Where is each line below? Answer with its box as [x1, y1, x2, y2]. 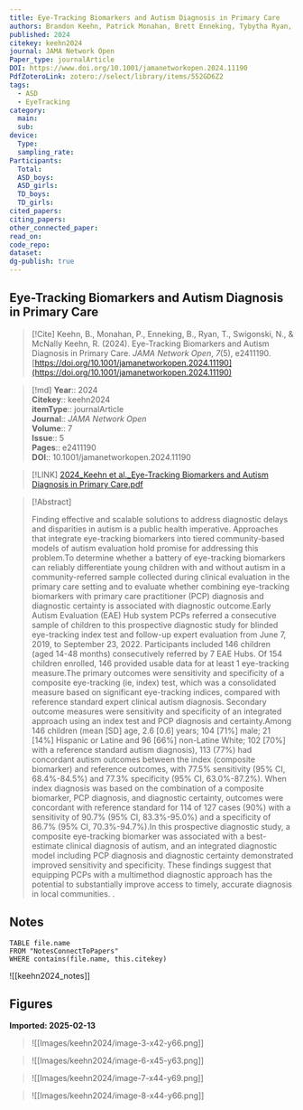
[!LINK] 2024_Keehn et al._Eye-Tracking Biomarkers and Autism [31, 469, 269, 480]
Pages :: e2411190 [31, 442, 96, 453]
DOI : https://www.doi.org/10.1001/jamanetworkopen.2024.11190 [9, 64, 248, 73]
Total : [17, 165, 42, 174]
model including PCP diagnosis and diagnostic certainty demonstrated [31, 850, 294, 861]
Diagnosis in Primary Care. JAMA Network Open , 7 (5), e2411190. [31, 347, 271, 358]
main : [17, 114, 39, 123]
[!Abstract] [31, 496, 72, 507]
